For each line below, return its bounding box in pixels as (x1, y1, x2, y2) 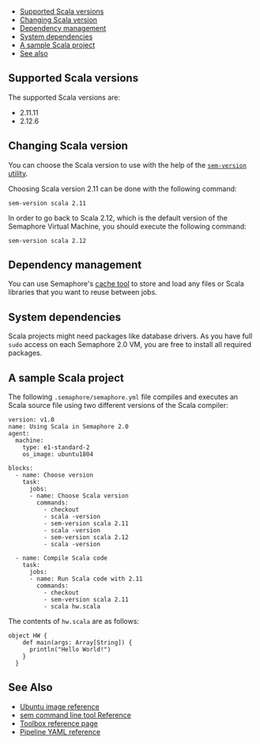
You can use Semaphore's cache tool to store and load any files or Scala (8, 279, 245, 289)
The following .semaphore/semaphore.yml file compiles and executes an (8, 392, 239, 402)
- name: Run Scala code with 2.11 (28, 575, 144, 583)
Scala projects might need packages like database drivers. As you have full (8, 331, 253, 341)
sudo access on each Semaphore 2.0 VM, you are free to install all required (8, 340, 251, 349)
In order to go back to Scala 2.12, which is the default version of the (8, 213, 228, 222)
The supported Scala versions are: (8, 93, 121, 102)
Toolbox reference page (19, 719, 99, 728)
